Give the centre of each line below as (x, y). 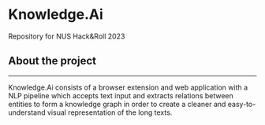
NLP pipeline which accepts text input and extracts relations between (121, 95)
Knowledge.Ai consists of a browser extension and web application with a (128, 87)
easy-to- (242, 104)
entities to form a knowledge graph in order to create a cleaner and (117, 104)
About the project (52, 61)
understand (27, 112)
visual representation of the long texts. (110, 112)
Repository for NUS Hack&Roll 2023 (67, 36)
